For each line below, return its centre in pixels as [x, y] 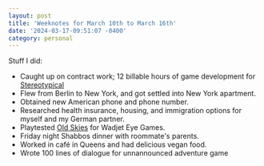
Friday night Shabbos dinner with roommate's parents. [110, 136]
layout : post [30, 16]
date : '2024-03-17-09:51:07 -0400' [68, 30]
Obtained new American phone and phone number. [104, 102]
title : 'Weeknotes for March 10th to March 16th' [93, 23]
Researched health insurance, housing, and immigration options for [131, 111]
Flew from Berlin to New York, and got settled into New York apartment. [138, 94]
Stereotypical [42, 85]
